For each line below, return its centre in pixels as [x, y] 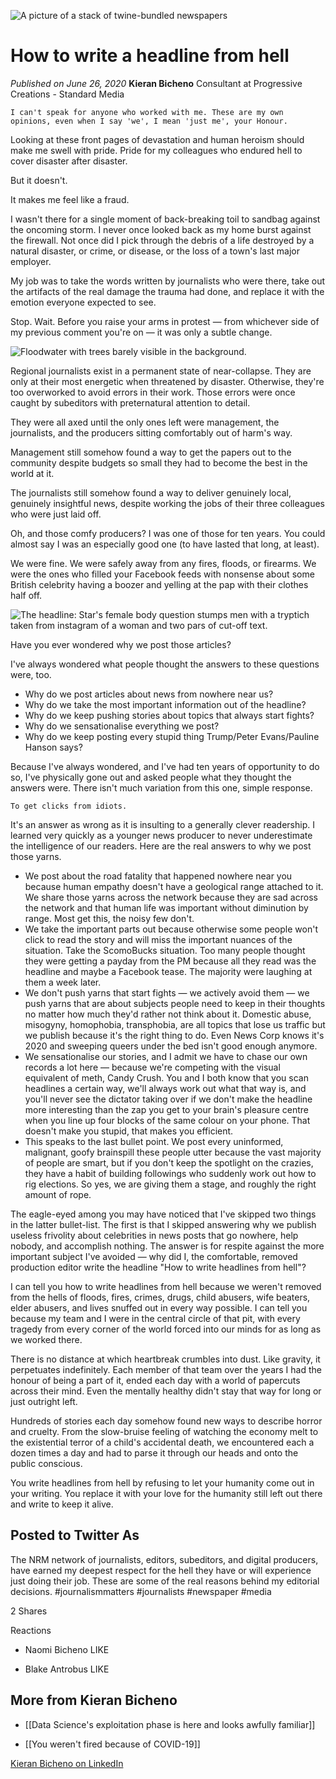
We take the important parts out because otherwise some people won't [171, 929]
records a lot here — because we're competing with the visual [152, 1067]
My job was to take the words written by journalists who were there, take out [168, 281]
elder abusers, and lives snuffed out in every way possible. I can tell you [159, 1307]
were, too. [31, 674]
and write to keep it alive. [62, 1504]
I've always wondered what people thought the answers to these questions [165, 664]
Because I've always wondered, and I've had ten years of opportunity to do [165, 766]
